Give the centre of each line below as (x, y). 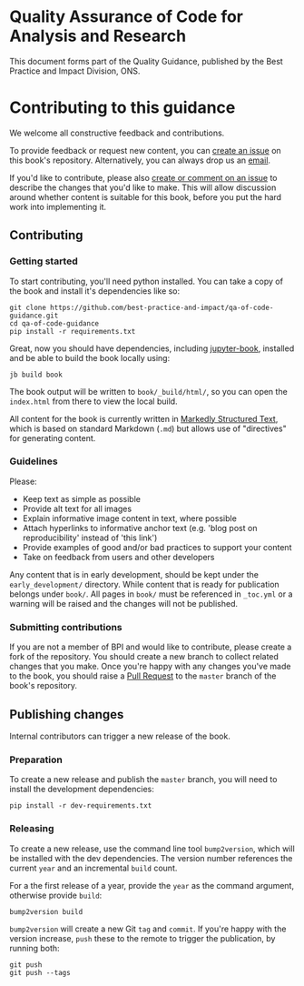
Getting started (44, 261)
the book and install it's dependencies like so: (95, 291)
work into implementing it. (58, 206)
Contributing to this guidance (123, 108)
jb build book (36, 375)
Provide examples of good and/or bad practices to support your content (157, 547)
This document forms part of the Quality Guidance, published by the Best (146, 61)
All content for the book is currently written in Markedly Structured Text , (144, 418)
